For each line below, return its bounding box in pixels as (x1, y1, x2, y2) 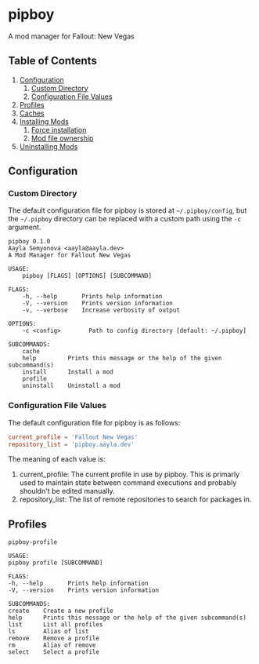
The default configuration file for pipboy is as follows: (8, 418, 181, 427)
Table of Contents (8, 54, 98, 67)
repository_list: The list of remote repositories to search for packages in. (19, 494, 252, 504)
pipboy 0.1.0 (8, 238, 51, 246)
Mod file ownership (31, 133, 94, 143)
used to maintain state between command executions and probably (19, 478, 237, 487)
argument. (8, 222, 41, 232)
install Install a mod (22, 368, 113, 376)
